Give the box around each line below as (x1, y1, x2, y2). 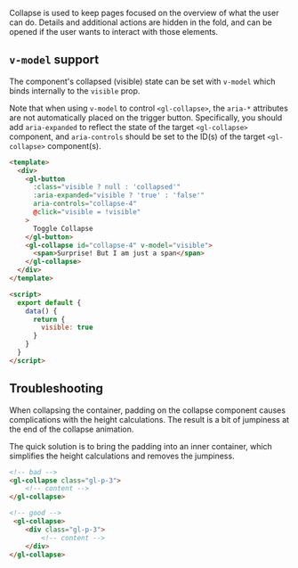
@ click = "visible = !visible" (32, 208, 141, 217)
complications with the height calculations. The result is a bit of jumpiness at (9, 414, 290, 424)
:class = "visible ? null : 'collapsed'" (32, 183, 181, 192)
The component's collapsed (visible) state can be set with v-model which (9, 76, 276, 86)
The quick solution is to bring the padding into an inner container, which (9, 440, 273, 451)
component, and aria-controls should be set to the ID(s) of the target (9, 131, 266, 142)
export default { (17, 298, 82, 307)
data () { (25, 307, 58, 316)
